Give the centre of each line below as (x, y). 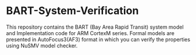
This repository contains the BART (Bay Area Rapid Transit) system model (95, 27)
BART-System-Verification (73, 11)
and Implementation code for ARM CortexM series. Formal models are (90, 33)
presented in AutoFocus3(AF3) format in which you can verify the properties (98, 39)
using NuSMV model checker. (42, 46)
